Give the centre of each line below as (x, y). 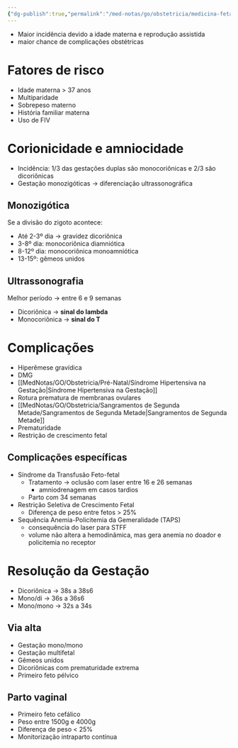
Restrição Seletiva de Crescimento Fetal (76, 504)
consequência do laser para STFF (78, 527)
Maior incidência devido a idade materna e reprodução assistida (111, 34)
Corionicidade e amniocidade (96, 148)
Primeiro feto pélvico (48, 675)
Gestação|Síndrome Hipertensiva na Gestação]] (87, 390)
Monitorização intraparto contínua (67, 737)
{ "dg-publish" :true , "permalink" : (57, 14)
